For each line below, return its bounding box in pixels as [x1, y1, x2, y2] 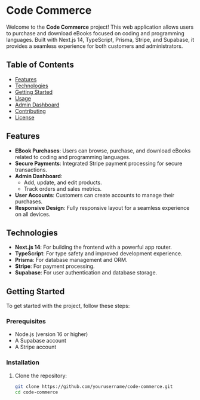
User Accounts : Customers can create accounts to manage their [14, 191, 175, 199]
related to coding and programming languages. [14, 153, 131, 160]
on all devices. [14, 210, 51, 218]
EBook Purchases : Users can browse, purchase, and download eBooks [14, 147, 191, 154]
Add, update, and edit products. [23, 179, 103, 186]
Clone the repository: [14, 372, 67, 379]
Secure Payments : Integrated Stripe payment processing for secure [14, 160, 183, 167]
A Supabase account [14, 337, 67, 344]
